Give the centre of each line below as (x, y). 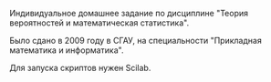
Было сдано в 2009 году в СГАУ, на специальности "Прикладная (135, 41)
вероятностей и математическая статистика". (99, 23)
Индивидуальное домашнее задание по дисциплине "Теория (129, 13)
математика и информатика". (67, 50)
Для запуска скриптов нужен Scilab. (80, 68)
